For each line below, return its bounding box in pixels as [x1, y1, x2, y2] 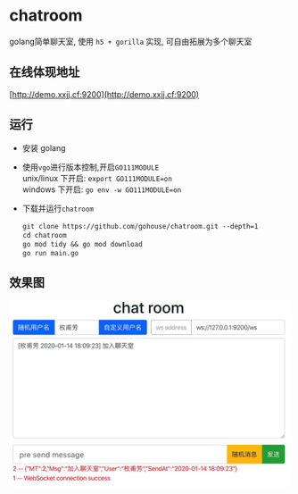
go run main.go [21, 248, 79, 257]
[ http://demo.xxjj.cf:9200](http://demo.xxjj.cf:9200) [9, 88, 199, 99]
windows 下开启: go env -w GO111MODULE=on [21, 184, 182, 195]
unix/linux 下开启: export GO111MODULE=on [21, 172, 172, 183]
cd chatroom [21, 230, 67, 239]
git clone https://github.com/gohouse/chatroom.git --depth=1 [21, 222, 259, 230]
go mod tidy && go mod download [21, 239, 143, 248]
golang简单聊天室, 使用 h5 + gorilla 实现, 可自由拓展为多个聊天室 [9, 36, 252, 46]
